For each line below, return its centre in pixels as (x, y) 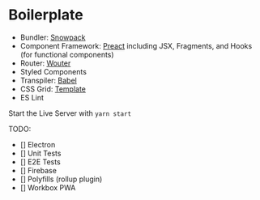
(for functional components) (67, 54)
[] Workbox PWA (48, 187)
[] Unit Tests (40, 153)
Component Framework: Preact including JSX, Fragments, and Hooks (136, 45)
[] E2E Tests (40, 162)
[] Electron (38, 144)
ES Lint (32, 97)
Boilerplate (46, 15)
